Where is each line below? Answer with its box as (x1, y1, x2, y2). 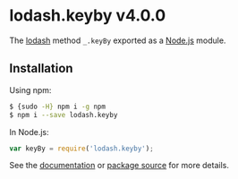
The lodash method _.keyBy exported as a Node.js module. (9, 35, 226, 46)
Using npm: (9, 84, 52, 95)
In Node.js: (9, 126, 49, 137)
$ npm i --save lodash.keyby (9, 110, 118, 119)
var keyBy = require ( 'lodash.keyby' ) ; (9, 144, 154, 153)
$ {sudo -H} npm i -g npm (9, 102, 106, 111)
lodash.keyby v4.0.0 (9, 5, 166, 26)
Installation (9, 61, 73, 76)
